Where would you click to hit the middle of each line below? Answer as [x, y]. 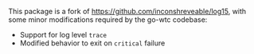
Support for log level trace [63, 35]
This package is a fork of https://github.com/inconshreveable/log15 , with [127, 11]
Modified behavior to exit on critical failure [92, 43]
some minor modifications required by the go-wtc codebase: [108, 20]
